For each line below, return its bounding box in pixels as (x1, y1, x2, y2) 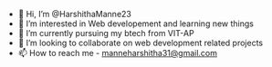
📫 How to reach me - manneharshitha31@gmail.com (17, 48, 217, 58)
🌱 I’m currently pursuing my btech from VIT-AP (17, 28, 194, 38)
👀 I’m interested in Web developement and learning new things (17, 18, 254, 29)
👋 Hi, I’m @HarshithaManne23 (17, 9, 132, 19)
